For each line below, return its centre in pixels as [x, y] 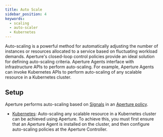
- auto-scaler [24, 28]
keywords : [15, 19]
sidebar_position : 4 [26, 14]
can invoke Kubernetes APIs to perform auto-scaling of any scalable [73, 72]
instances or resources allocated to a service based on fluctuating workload [81, 51]
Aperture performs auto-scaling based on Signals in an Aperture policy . [77, 104]
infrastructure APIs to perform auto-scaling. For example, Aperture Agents [80, 67]
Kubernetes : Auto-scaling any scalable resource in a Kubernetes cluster [84, 114]
